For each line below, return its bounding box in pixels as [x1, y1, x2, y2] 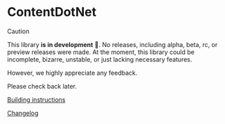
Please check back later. [7, 82, 78, 90]
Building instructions [7, 95, 66, 104]
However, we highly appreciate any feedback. [7, 69, 138, 77]
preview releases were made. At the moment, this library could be [7, 48, 195, 56]
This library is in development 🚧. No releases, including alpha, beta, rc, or [7, 40, 218, 48]
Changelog [7, 109, 39, 117]
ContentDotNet [7, 4, 97, 20]
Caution [7, 27, 30, 35]
